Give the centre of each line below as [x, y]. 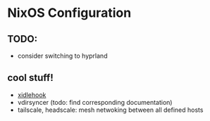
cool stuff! [31, 78]
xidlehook [32, 95]
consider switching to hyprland [62, 56]
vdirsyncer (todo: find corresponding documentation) [95, 102]
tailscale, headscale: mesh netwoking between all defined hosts [110, 110]
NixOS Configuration [69, 13]
